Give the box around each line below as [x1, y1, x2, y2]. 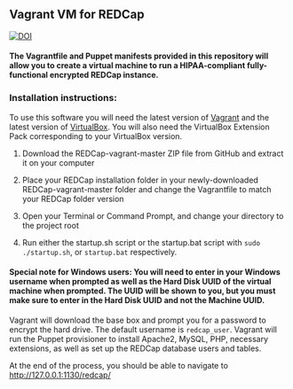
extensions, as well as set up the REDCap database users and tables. [9, 343, 262, 354]
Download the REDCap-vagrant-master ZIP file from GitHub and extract [21, 148, 284, 159]
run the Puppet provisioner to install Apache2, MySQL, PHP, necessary [9, 333, 269, 344]
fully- [247, 60, 268, 71]
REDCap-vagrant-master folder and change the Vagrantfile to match [21, 183, 273, 194]
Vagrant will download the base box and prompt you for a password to [9, 315, 266, 325]
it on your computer [21, 157, 95, 167]
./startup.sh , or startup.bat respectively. [21, 246, 178, 257]
